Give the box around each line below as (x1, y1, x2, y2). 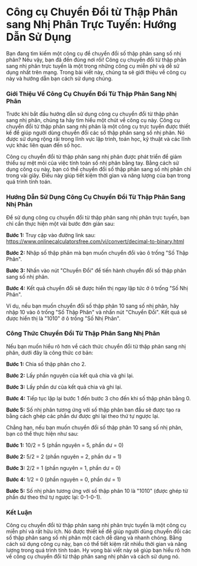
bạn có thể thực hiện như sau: (6, 430, 79, 437)
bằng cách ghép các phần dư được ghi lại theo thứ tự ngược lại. (6, 412, 160, 419)
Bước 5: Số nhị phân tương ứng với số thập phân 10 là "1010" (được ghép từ (6, 487, 188, 494)
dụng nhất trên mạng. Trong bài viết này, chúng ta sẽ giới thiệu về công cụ (6, 68, 186, 75)
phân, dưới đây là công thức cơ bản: (6, 349, 94, 356)
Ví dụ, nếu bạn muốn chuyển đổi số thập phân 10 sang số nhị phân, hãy (6, 302, 179, 309)
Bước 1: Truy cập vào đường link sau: (6, 231, 96, 238)
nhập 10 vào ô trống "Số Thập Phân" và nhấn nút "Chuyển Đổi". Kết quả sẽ (6, 308, 187, 315)
